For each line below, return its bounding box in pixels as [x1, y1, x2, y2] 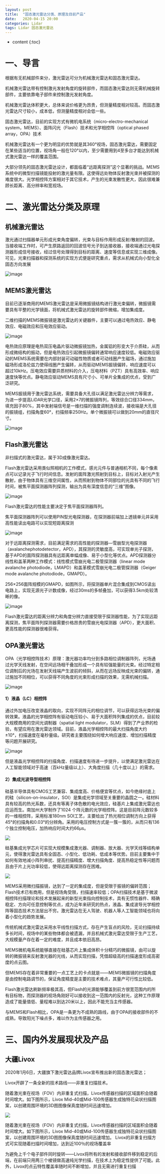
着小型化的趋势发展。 [5, 913, 48, 920]
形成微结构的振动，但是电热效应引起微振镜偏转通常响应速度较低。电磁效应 [5, 349, 156, 355]
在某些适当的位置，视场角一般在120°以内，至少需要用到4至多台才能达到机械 [5, 148, 159, 153]
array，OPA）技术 [5, 131, 42, 137]
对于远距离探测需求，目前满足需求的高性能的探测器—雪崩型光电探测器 [5, 540, 147, 546]
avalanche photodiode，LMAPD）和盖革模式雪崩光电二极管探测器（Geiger [5, 564, 156, 571]
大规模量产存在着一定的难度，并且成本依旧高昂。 [5, 936, 104, 942]
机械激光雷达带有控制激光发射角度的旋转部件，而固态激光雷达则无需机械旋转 [5, 86, 160, 91]
